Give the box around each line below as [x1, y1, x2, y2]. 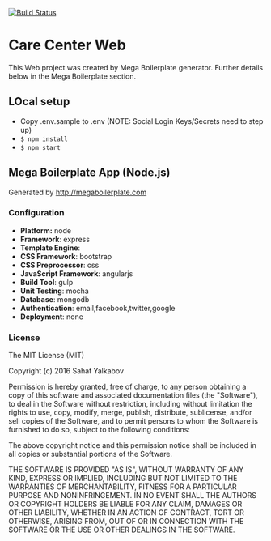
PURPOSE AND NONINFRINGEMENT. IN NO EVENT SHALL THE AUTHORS [8, 491, 257, 501]
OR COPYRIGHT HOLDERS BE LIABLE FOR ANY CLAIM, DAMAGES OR [8, 499, 243, 509]
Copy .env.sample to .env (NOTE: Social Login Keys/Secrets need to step [19, 116, 264, 126]
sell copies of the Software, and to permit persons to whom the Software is [8, 416, 259, 426]
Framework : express [19, 234, 91, 244]
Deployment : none [19, 312, 83, 322]
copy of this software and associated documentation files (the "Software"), [8, 390, 259, 400]
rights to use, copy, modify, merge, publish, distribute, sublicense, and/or [8, 407, 252, 417]
